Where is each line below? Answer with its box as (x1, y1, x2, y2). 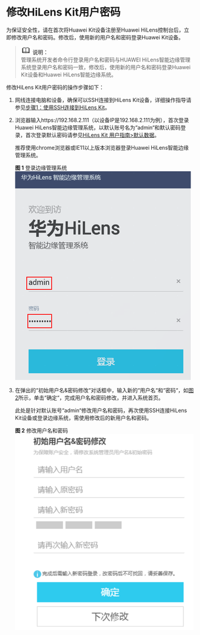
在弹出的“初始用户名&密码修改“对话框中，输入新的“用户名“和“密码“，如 (14, 386, 189, 394)
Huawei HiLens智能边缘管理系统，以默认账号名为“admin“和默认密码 (14, 123, 181, 131)
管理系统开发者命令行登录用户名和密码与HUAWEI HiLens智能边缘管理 (20, 56, 190, 63)
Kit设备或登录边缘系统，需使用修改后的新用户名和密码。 (14, 414, 152, 421)
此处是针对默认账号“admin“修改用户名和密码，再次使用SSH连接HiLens (14, 407, 187, 414)
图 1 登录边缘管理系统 (14, 164, 67, 171)
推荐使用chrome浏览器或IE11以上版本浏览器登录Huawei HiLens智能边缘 (14, 144, 189, 151)
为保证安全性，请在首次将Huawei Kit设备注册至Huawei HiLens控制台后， (6, 26, 185, 33)
